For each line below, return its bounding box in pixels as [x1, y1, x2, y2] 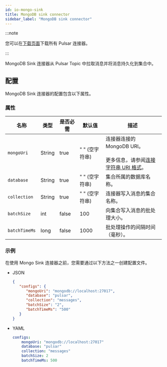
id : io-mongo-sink [5, 7, 43, 12]
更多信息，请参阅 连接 [105, 157, 156, 164]
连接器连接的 [105, 135, 136, 142]
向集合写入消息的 [105, 207, 146, 214]
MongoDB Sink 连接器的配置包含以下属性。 [5, 91, 93, 97]
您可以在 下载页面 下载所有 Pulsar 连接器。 [5, 40, 90, 46]
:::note [5, 30, 18, 36]
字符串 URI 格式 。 [105, 164, 147, 171]
